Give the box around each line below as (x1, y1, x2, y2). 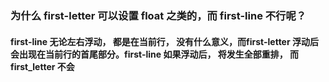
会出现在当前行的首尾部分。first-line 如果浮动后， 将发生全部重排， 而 (10, 48, 300, 60)
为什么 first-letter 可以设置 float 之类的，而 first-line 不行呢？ (10, 8, 307, 22)
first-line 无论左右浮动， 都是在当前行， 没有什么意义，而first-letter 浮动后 (10, 35, 319, 47)
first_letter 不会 (10, 60, 75, 72)
